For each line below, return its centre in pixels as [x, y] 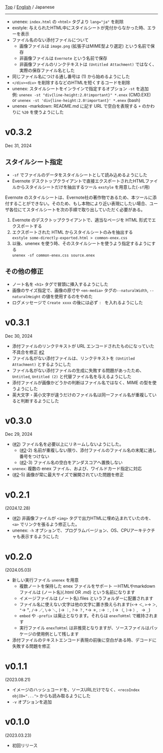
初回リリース [25, 746]
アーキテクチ [142, 530]
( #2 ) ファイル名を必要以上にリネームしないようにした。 [68, 444]
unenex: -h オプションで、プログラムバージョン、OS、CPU [71, 530]
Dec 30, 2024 [19, 336]
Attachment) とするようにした [42, 364]
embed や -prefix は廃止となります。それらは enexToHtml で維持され [86, 616]
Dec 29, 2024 [19, 434]
